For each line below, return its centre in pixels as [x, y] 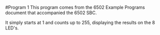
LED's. [12, 28]
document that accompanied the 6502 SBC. [51, 13]
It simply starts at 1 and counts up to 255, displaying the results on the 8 [80, 23]
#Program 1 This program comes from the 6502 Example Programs [75, 7]
